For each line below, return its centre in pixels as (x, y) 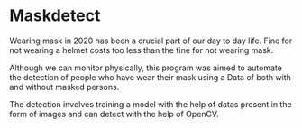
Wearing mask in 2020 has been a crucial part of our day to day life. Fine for (151, 41)
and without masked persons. (64, 87)
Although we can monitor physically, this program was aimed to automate (146, 68)
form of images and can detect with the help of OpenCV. (114, 114)
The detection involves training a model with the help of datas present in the (151, 104)
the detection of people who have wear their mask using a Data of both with (150, 77)
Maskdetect (55, 16)
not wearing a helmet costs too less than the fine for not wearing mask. (142, 50)
